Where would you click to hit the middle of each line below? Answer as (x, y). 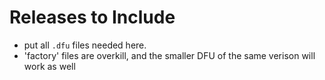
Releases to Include (92, 17)
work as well (49, 66)
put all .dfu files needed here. (85, 45)
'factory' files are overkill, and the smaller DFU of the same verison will (169, 55)
